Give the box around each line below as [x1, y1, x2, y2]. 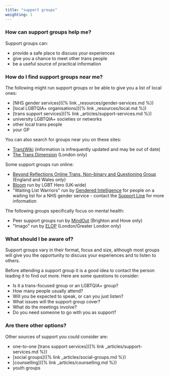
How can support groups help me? [5, 29, 92, 36]
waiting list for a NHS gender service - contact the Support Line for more [12, 193, 164, 199]
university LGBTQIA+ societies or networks [12, 116, 102, 122]
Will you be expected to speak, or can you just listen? [12, 293, 124, 299]
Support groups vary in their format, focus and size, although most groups [5, 247, 160, 253]
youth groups [12, 364, 41, 371]
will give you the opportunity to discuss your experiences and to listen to [5, 252, 156, 258]
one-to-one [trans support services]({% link [12, 343, 104, 349]
